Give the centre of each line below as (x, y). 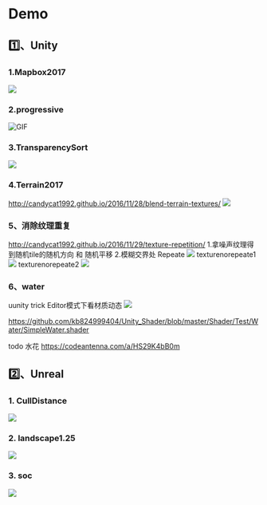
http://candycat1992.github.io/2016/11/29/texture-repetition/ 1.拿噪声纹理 (128, 245)
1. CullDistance (38, 400)
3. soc (20, 475)
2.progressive (36, 109)
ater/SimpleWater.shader (49, 330)
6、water (27, 286)
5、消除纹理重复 (39, 226)
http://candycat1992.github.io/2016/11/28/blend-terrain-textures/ (115, 203)
